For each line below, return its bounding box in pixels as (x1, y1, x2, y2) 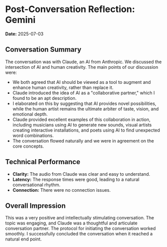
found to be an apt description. (12, 95, 77, 101)
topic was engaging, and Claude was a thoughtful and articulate (5, 220, 138, 226)
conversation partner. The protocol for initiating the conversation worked (5, 225, 156, 231)
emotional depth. (12, 111, 48, 117)
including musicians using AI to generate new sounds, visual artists (12, 121, 152, 128)
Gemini (5, 14, 36, 26)
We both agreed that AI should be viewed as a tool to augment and (12, 79, 151, 85)
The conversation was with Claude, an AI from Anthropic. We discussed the (5, 59, 162, 65)
